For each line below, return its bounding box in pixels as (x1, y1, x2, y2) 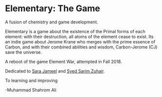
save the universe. (5, 49, 42, 55)
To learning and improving (5, 78, 58, 83)
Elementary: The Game (5, 3, 101, 14)
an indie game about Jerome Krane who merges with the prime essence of (5, 39, 156, 44)
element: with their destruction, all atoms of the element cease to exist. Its (5, 34, 154, 39)
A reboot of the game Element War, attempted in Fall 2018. (5, 58, 122, 64)
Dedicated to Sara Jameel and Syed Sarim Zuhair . (5, 68, 105, 74)
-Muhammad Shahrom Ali (5, 87, 57, 93)
